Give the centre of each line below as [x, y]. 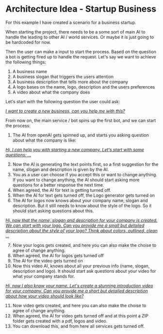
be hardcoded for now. [28, 42]
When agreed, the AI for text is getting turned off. [62, 190]
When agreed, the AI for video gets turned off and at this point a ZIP [80, 315]
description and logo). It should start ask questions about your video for [84, 271]
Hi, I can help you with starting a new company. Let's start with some [75, 149]
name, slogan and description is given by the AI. [61, 169]
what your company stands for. [44, 276]
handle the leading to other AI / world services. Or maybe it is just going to [80, 37]
